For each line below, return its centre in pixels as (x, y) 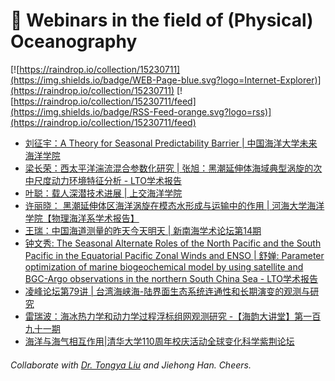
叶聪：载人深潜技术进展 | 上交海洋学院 (103, 193)
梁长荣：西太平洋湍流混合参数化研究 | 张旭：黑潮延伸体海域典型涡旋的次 (173, 168)
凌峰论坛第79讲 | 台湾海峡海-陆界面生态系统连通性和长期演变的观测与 (167, 291)
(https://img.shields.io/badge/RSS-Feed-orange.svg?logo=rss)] (141, 111)
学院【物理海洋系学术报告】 (82, 218)
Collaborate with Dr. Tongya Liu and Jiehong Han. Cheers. (131, 365)
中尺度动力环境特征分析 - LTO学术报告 (103, 180)
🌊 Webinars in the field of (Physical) (162, 20)
